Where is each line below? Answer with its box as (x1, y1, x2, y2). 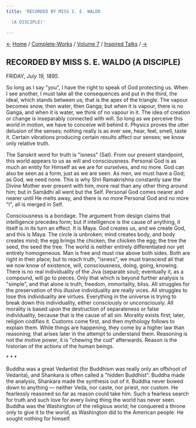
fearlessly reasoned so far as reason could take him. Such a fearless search (6, 390, 189, 398)
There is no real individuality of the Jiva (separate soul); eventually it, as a (6, 268, 184, 275)
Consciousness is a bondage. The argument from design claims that (6, 212, 171, 219)
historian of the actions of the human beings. (6, 343, 114, 350)
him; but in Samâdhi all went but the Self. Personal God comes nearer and (6, 188, 184, 196)
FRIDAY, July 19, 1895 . (6, 73, 60, 80)
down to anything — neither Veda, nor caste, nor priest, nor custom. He (6, 384, 178, 391)
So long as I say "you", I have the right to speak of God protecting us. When (6, 84, 188, 91)
